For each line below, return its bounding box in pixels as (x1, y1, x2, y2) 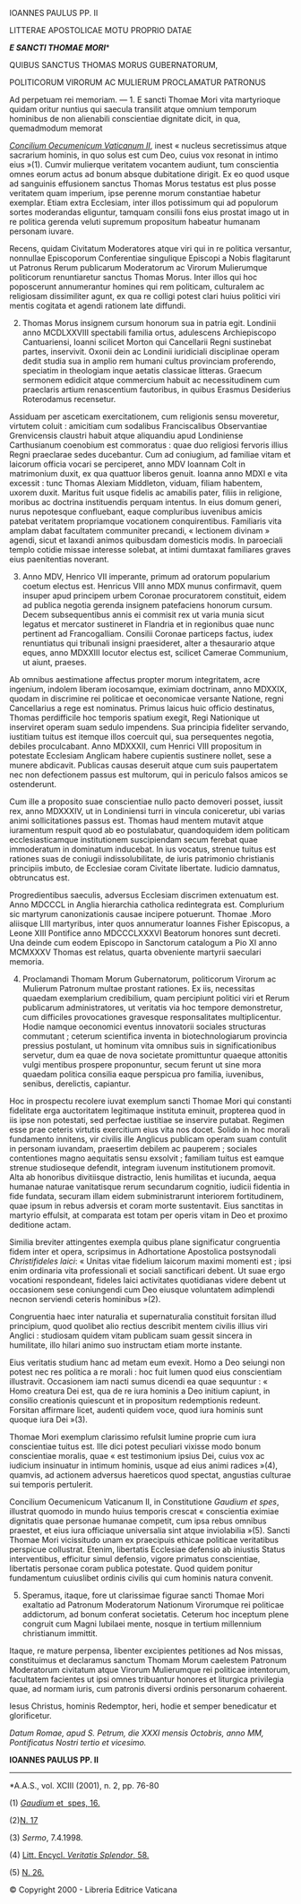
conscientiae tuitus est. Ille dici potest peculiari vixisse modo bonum (9, 1441, 262, 1452)
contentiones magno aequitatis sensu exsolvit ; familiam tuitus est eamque (9, 1153, 285, 1163)
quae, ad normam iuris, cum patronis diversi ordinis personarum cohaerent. (9, 1684, 288, 1694)
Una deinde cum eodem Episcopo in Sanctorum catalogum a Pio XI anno (9, 938, 278, 948)
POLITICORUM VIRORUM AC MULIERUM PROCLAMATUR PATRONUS (9, 77, 266, 88)
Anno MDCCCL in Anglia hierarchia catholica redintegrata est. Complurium (9, 899, 285, 910)
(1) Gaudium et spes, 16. (9, 1797, 100, 1808)
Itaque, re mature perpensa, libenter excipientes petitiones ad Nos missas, (9, 1645, 284, 1656)
